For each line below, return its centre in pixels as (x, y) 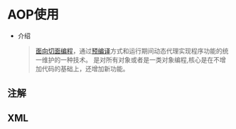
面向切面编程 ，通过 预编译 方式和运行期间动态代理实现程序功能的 (129, 51)
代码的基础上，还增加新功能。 (85, 68)
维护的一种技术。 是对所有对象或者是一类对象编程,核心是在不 (131, 60)
